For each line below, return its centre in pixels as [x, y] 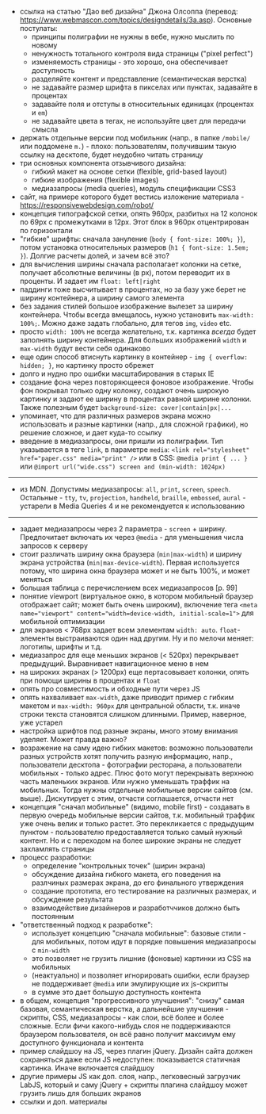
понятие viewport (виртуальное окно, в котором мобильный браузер [136, 596]
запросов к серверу [54, 546]
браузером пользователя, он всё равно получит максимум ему [127, 1034]
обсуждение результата [72, 900]
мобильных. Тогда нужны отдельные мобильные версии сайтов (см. [136, 790]
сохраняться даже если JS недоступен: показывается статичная [130, 1059]
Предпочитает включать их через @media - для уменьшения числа [131, 537]
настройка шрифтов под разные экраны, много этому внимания [129, 731]
